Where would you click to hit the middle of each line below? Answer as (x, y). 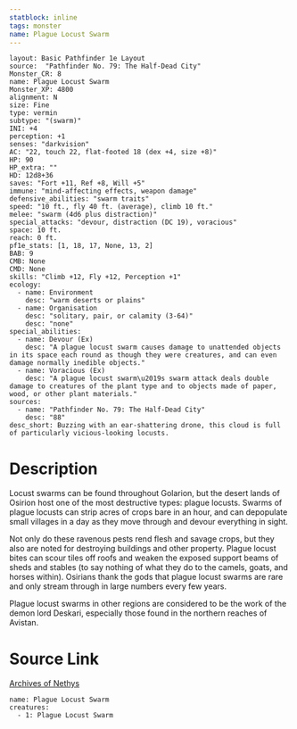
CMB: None (28, 261)
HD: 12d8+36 (31, 176)
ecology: (25, 285)
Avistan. (24, 623)
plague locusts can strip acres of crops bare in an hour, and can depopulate (148, 512)
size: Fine (29, 105)
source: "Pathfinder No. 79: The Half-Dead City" (105, 66)
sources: (25, 402)
